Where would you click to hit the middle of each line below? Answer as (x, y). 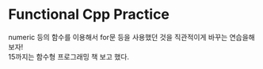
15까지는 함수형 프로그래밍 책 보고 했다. (69, 56)
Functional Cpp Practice (89, 15)
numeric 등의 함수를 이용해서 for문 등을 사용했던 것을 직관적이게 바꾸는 (118, 37)
